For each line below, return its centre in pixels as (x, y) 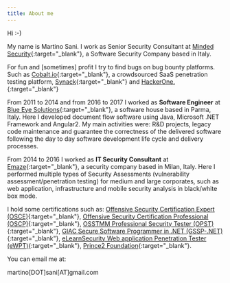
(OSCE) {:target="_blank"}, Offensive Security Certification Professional (108, 216)
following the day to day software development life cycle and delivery (105, 139)
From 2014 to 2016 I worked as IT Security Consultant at (88, 159)
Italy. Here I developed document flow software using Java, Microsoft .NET (113, 117)
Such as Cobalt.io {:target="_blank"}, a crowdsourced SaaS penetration (107, 74)
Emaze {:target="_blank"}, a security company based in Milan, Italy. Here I (111, 166)
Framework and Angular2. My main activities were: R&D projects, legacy (109, 124)
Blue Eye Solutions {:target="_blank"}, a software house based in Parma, (109, 109)
